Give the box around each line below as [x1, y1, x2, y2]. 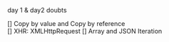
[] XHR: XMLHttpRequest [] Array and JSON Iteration [7, 27, 163, 35]
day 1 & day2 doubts [7, 6, 67, 14]
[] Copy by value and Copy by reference [7, 20, 126, 27]
